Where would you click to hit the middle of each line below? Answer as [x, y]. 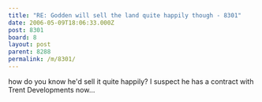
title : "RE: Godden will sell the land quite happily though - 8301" [125, 15]
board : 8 [22, 37]
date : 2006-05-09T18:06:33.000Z [61, 23]
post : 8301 [26, 30]
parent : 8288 [30, 52]
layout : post [30, 45]
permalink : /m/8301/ [42, 60]
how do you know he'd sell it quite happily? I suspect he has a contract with [131, 81]
